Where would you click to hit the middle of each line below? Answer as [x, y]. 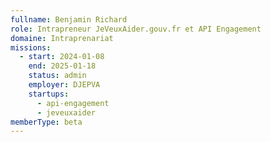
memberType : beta [46, 122]
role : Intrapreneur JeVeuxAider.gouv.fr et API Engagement [136, 29]
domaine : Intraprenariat [62, 38]
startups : [49, 94]
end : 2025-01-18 [62, 66]
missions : [31, 47]
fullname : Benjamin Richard [69, 19]
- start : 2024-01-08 [62, 57]
